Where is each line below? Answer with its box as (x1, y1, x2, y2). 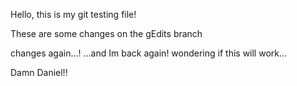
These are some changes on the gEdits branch (10, 28, 203, 39)
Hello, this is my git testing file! (10, 9, 137, 20)
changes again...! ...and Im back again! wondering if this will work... (10, 47, 288, 59)
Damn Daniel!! (10, 67, 68, 78)
